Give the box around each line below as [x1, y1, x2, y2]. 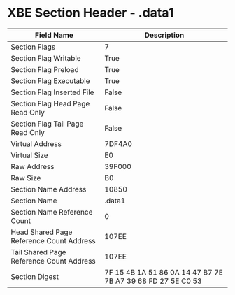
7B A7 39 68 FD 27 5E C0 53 [104, 276, 202, 286]
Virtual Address [10, 138, 62, 148]
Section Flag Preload [10, 64, 79, 74]
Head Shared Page [10, 227, 73, 237]
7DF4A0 [104, 138, 133, 148]
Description [144, 30, 185, 40]
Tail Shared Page [10, 247, 66, 257]
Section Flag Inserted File [10, 87, 94, 97]
